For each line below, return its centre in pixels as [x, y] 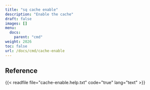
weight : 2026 [18, 42]
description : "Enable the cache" [39, 14]
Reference [21, 71]
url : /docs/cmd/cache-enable [35, 51]
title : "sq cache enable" [31, 10]
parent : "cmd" [28, 37]
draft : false [18, 19]
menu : [11, 28]
